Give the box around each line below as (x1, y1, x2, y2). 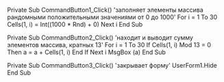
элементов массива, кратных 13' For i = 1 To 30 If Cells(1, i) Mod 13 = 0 (7, 41, 211, 49)
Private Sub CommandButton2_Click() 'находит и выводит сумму (7, 33, 194, 42)
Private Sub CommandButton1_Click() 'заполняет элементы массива (7, 6, 203, 14)
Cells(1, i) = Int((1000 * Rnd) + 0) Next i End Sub (7, 20, 143, 28)
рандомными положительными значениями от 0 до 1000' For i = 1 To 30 (7, 13, 218, 21)
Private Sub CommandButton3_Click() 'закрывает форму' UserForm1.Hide (7, 61, 218, 69)
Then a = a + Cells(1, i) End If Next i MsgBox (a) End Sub (7, 48, 166, 56)
